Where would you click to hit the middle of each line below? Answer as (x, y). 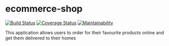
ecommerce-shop (44, 9)
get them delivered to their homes (41, 38)
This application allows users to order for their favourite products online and (84, 32)
